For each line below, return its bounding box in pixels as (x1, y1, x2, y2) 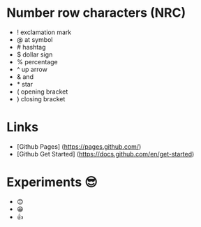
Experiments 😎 (6, 175, 98, 190)
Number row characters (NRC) (6, 5, 186, 21)
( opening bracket (16, 87, 68, 96)
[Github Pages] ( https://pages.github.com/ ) (16, 142, 142, 151)
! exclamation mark (16, 28, 72, 36)
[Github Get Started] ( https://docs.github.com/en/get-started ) (16, 149, 195, 158)
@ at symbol (16, 35, 53, 43)
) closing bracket (16, 94, 66, 103)
